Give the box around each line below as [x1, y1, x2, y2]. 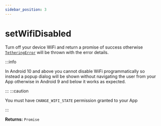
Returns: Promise [5, 116, 40, 122]
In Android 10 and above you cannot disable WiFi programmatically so [5, 68, 145, 74]
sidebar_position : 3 [5, 7, 47, 12]
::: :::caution [5, 88, 29, 94]
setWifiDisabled [5, 28, 72, 39]
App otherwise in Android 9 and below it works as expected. [5, 78, 126, 84]
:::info [5, 59, 17, 65]
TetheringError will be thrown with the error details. [5, 49, 109, 55]
